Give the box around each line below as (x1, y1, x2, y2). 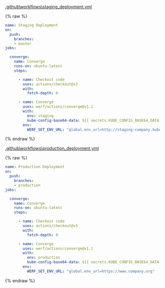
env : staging (27, 113, 54, 118)
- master (14, 41, 32, 46)
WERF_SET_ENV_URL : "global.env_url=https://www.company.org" (27, 269, 155, 274)
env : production (27, 255, 60, 260)
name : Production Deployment (5, 165, 65, 170)
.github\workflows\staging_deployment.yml (5, 4, 92, 9)
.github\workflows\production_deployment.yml (5, 145, 99, 151)
